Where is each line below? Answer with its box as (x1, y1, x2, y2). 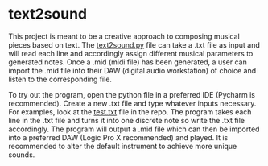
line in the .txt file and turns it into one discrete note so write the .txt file (8, 115, 245, 125)
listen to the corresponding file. (8, 74, 113, 84)
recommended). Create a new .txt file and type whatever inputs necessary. (8, 98, 257, 108)
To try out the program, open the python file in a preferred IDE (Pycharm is (8, 89, 256, 99)
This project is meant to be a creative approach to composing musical (8, 31, 240, 41)
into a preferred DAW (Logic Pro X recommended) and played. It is (8, 132, 229, 142)
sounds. (8, 150, 35, 160)
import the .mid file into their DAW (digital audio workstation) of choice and (8, 65, 257, 75)
